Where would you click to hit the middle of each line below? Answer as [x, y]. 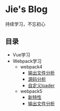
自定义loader [41, 85]
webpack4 [31, 66]
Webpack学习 [27, 61]
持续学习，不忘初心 [25, 24]
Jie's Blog [26, 9]
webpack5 [31, 91]
